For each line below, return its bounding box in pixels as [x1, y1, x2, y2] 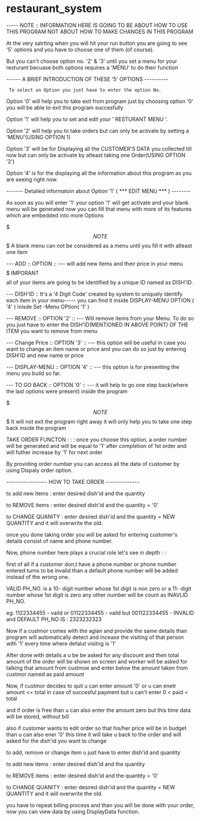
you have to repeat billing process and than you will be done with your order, [6, 801, 195, 808]
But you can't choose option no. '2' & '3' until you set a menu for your [6, 57, 177, 65]
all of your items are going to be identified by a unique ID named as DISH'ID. [6, 278, 193, 286]
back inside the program [6, 424, 67, 431]
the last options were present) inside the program [6, 387, 128, 395]
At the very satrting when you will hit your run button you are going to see [6, 40, 187, 47]
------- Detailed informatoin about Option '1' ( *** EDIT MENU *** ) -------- [6, 187, 191, 195]
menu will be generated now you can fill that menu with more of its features [6, 205, 192, 213]
